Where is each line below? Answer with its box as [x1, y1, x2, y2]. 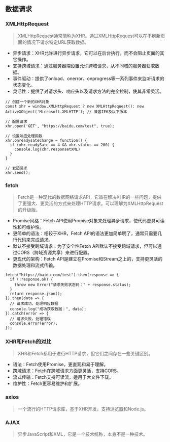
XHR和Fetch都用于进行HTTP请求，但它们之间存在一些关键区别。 [17, 351, 153, 357]
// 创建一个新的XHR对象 [5, 99, 50, 105]
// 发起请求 [5, 165, 28, 171]
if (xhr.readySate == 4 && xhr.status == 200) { [10, 142, 115, 147]
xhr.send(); [5, 170, 30, 175]
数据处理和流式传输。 [12, 262, 57, 268]
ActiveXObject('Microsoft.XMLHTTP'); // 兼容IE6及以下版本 [5, 109, 127, 114]
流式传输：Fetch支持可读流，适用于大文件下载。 [12, 374, 114, 380]
